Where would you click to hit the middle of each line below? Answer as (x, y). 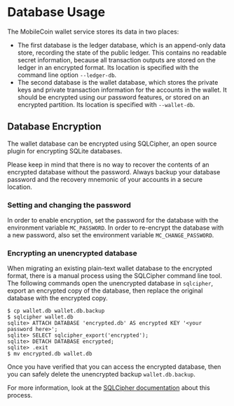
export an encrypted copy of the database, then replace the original (105, 290)
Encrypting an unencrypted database (73, 253)
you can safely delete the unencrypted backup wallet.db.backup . (102, 374)
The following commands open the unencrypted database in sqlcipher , (110, 283)
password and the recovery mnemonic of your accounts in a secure (105, 179)
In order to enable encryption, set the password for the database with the (113, 220)
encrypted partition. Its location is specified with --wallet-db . (106, 104)
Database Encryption (54, 127)
